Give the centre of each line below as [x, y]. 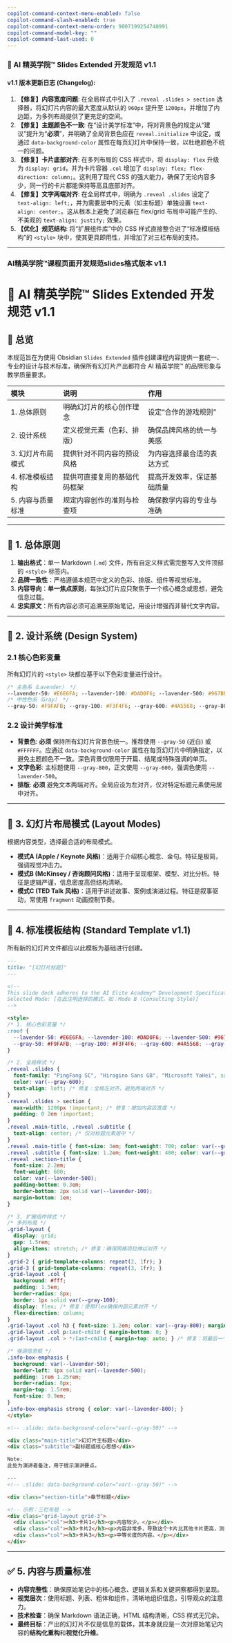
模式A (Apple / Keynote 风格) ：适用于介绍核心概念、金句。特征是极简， [119, 856]
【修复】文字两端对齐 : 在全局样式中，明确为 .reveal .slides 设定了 [114, 194]
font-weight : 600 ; [40, 1172]
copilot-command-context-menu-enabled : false [74, 13]
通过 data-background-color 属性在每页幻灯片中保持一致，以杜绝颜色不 [118, 142]
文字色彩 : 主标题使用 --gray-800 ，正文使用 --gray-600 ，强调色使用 [112, 767]
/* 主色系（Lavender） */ [42, 687]
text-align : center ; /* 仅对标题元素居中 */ [74, 1134]
